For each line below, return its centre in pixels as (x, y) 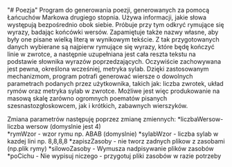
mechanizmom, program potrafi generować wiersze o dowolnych (100, 76)
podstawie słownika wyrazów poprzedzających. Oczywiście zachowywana (114, 61)
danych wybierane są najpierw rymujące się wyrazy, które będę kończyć (111, 47)
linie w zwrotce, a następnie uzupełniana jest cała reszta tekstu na (101, 54)
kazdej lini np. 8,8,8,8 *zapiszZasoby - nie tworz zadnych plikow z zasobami (116, 141)
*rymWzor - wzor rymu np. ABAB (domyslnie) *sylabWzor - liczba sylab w (113, 134)
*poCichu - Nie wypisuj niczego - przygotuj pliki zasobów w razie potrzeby (114, 156)
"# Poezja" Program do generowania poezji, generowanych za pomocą (108, 10)
